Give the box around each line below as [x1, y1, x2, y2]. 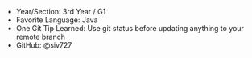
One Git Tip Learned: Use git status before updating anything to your [15, 24, 244, 33]
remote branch [15, 32, 66, 41]
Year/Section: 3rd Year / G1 [15, 7, 106, 16]
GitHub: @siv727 [15, 41, 72, 50]
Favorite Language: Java [15, 15, 98, 25]
